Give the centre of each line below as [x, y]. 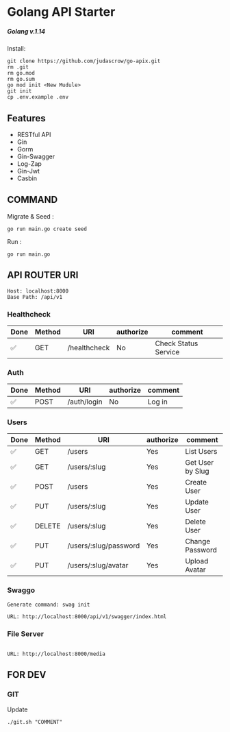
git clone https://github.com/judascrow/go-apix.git [84, 61]
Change [197, 541]
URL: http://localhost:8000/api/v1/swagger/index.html [87, 617]
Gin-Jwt [28, 171]
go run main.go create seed [47, 229]
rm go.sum [21, 80]
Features [26, 118]
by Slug [197, 472]
